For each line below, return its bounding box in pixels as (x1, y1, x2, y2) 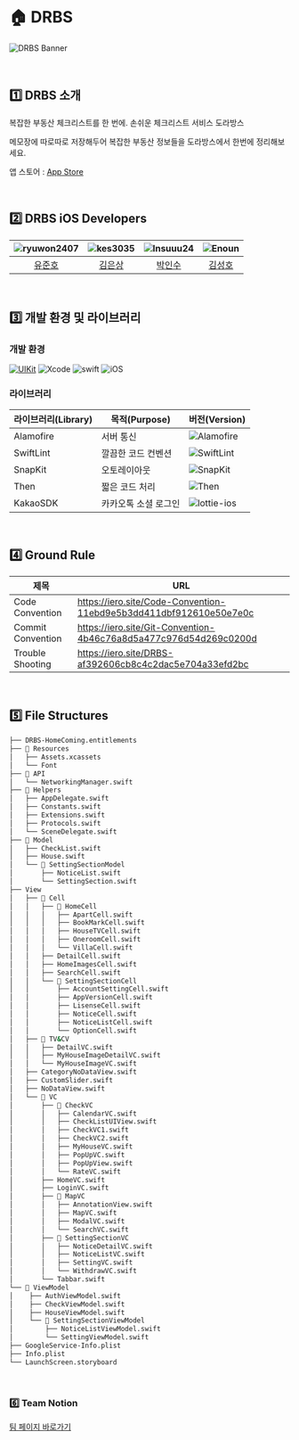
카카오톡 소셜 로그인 (101, 497, 181, 509)
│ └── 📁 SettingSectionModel (9, 860, 125, 869)
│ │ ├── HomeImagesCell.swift (9, 959, 138, 968)
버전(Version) (188, 413, 246, 425)
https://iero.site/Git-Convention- (77, 621, 215, 634)
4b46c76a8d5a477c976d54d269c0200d (77, 632, 257, 645)
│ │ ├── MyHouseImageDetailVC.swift (9, 1051, 162, 1060)
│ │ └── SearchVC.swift (9, 1225, 129, 1234)
